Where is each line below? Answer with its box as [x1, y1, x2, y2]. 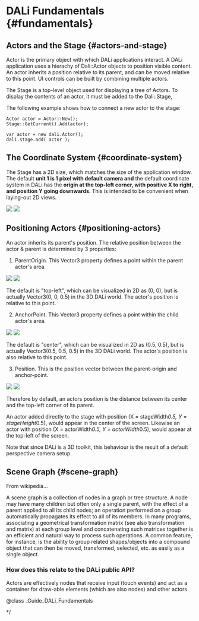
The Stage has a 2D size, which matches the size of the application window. [6, 168, 192, 176]
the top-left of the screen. [6, 432, 70, 439]
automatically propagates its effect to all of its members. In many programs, [6, 513, 191, 520]
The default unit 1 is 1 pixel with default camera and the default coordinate [6, 175, 189, 182]
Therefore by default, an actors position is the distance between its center [6, 395, 188, 402]
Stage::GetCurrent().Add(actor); [6, 121, 89, 127]
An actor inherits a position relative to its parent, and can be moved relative [6, 69, 190, 75]
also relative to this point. [6, 353, 68, 360]
